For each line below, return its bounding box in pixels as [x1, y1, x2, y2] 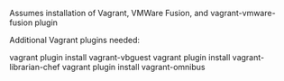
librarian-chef [9, 62, 60, 72]
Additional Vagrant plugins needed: [9, 35, 141, 45]
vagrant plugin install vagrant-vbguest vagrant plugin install [9, 52, 231, 62]
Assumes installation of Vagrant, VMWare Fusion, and [9, 8, 209, 18]
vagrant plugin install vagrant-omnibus [61, 62, 206, 72]
